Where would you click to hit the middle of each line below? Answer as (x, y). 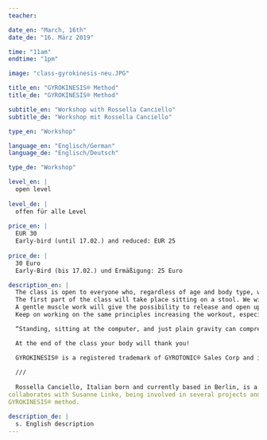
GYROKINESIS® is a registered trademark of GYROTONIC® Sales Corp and (135, 358)
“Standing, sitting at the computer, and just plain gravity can (126, 329)
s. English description (54, 424)
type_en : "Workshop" (43, 131)
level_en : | (28, 182)
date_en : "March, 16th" (48, 30)
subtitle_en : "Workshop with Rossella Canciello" (92, 109)
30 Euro (28, 263)
